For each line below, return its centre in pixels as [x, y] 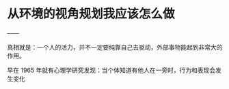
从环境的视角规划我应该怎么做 [91, 14]
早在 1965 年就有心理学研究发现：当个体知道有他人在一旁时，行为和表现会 [111, 70]
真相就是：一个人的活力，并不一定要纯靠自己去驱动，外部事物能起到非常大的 [115, 47]
